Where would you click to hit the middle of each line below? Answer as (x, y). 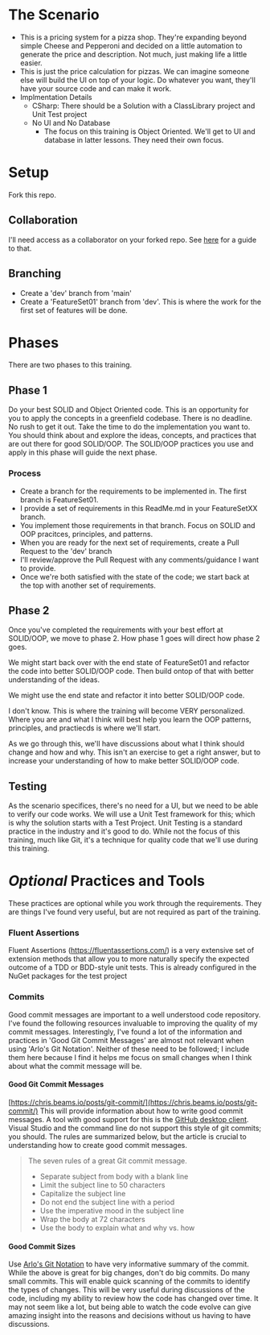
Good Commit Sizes (42, 1246)
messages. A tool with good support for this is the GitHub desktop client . (129, 1119)
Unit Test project (59, 114)
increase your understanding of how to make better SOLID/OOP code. (124, 761)
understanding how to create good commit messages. (98, 1145)
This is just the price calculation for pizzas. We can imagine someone (135, 71)
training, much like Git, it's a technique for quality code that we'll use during (133, 840)
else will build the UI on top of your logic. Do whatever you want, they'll (137, 80)
